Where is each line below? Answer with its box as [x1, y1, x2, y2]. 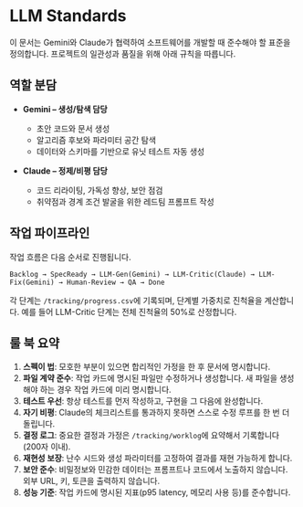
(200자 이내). [22, 441, 71, 452]
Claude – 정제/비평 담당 [22, 165, 108, 176]
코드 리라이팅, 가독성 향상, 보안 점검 [36, 185, 163, 195]
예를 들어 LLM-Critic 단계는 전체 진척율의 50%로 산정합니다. [21, 306, 237, 317]
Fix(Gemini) [9, 278, 55, 287]
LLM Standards [9, 5, 127, 26]
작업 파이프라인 [9, 226, 90, 241]
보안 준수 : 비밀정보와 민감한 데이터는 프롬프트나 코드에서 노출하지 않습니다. [22, 464, 288, 475]
